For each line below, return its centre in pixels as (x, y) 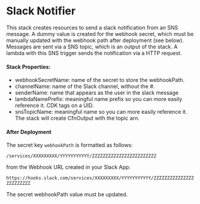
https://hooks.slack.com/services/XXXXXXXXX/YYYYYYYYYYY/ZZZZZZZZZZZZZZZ (100, 178)
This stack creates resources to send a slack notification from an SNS (92, 28)
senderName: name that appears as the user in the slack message (96, 93)
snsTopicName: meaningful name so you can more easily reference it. (101, 112)
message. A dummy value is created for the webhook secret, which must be (100, 34)
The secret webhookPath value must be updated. (67, 194)
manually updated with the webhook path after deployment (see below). (95, 40)
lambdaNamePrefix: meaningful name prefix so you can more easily (99, 99)
